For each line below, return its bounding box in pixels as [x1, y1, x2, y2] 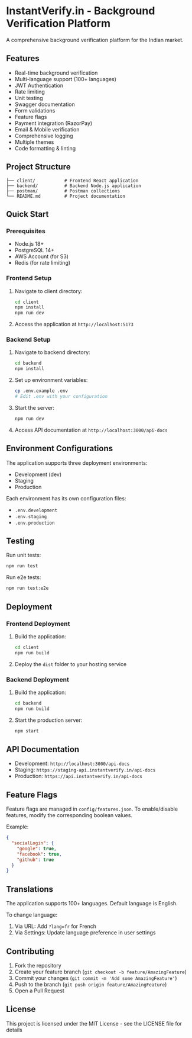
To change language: [6, 911, 58, 918]
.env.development [14, 507, 58, 513]
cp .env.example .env [14, 388, 68, 394]
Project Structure [6, 162, 71, 172]
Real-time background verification [14, 69, 98, 76]
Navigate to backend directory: [14, 349, 90, 356]
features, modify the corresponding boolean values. [6, 812, 133, 819]
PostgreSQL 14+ [14, 247, 55, 254]
